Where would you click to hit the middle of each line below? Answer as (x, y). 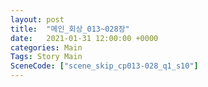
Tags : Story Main (46, 57)
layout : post (37, 19)
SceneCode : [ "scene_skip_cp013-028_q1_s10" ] (104, 66)
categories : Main (46, 47)
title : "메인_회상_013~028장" (70, 29)
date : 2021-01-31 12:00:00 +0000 (84, 38)
